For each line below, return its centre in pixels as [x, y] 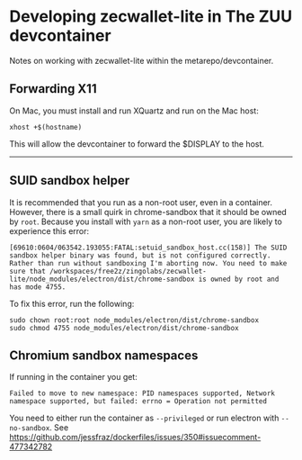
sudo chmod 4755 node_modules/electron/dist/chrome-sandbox [124, 328]
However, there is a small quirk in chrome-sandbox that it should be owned [148, 212]
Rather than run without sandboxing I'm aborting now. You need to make [148, 263]
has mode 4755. [38, 287]
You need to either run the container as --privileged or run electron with [144, 418]
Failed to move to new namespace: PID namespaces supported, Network [142, 393]
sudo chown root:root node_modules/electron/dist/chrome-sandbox [134, 320]
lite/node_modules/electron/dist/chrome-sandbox [102, 279]
